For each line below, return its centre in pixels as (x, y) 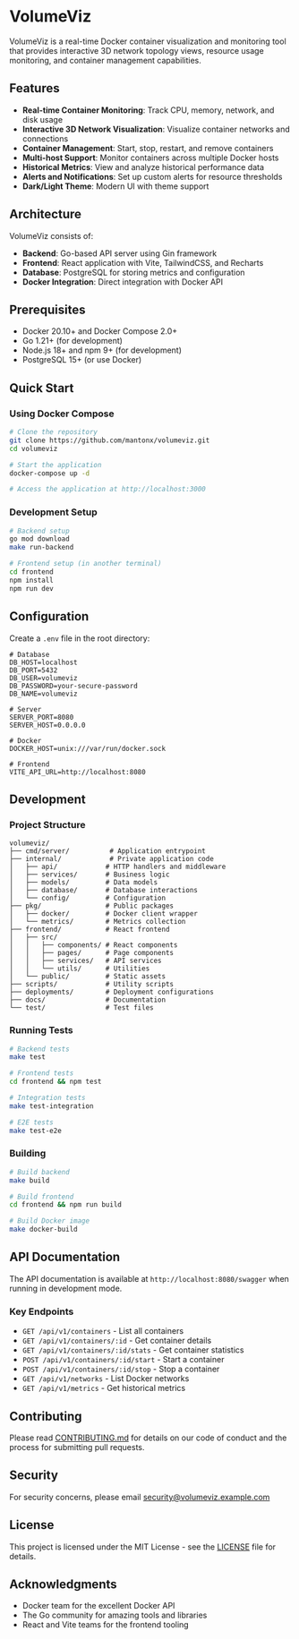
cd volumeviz (34, 448)
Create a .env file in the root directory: (80, 638)
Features (34, 88)
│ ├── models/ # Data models (84, 883)
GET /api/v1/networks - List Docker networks (106, 1379)
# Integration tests (48, 1098)
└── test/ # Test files (81, 1008)
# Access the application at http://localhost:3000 (107, 490)
